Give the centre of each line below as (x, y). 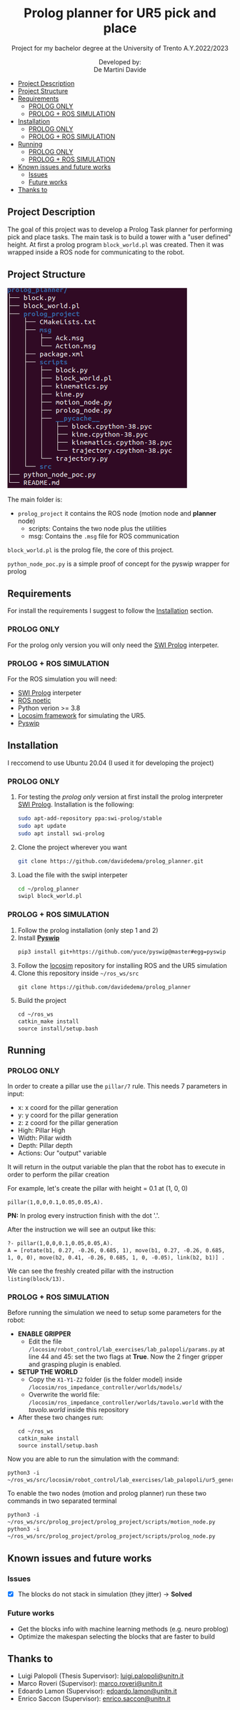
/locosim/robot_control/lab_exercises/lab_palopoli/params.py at (126, 1349)
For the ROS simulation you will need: (62, 679)
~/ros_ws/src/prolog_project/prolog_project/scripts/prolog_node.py (111, 1536)
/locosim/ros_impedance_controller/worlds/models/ (105, 1388)
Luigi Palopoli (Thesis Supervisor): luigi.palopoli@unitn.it (101, 1676)
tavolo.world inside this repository (79, 1410)
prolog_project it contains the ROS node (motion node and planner (117, 513)
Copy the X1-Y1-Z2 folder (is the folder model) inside (105, 1379)
